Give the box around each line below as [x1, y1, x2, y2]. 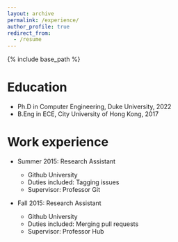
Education [7, 79, 67, 95]
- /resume [13, 36, 42, 43]
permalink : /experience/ [7, 17, 79, 24]
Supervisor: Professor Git [27, 186, 101, 193]
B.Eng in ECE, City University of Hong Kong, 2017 [17, 110, 159, 118]
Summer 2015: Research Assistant [17, 157, 116, 166]
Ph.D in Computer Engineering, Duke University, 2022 [17, 102, 172, 111]
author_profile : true [7, 23, 70, 30]
